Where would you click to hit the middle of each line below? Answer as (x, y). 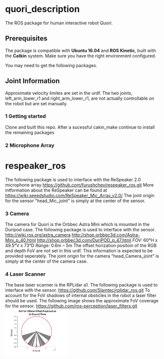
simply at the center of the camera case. (47, 261)
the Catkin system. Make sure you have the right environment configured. (81, 56)
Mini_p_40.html (21, 240)
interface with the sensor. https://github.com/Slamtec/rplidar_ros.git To (78, 290)
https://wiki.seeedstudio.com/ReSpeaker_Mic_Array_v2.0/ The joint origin (80, 195)
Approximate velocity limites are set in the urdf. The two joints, (69, 93)
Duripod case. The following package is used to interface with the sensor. (81, 230)
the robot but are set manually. (36, 103)
